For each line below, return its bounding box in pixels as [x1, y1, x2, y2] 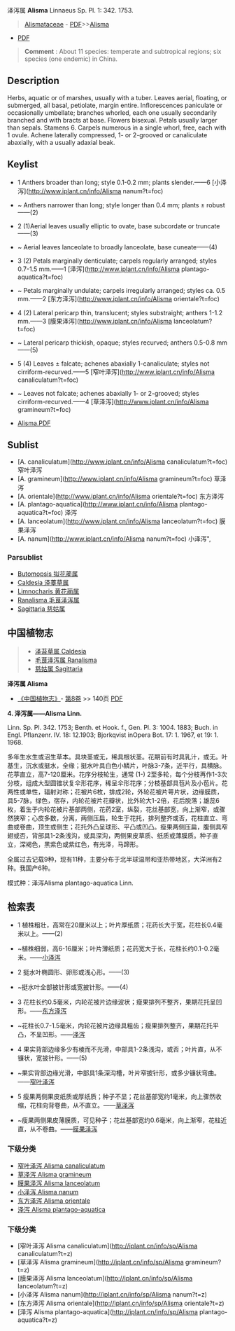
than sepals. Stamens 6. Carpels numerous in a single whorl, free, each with [7, 123, 227, 132]
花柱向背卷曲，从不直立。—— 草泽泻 [29, 1101, 134, 1110]
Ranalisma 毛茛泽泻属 [17, 595, 80, 604]
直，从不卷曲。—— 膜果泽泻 [17, 1125, 98, 1133]
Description [7, 75, 59, 87]
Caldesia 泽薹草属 [17, 578, 69, 586]
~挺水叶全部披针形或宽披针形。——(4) [17, 983, 129, 991]
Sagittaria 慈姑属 [17, 605, 66, 613]
